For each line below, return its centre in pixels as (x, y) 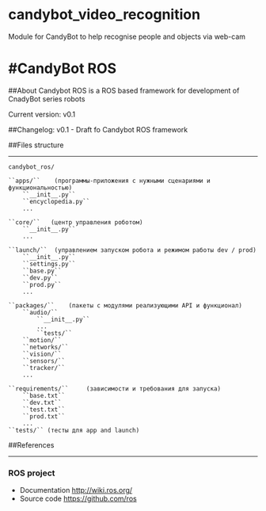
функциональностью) (40, 188)
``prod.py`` (42, 284)
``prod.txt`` (44, 416)
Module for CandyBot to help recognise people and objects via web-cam (127, 36)
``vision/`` (42, 354)
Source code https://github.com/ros (78, 499)
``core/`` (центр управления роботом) (76, 222)
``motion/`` (42, 340)
